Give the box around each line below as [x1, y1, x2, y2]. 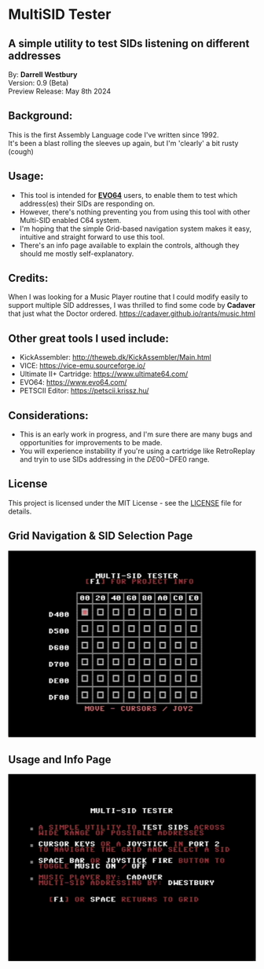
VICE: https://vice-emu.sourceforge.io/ [19, 361, 146, 371]
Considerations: [8, 408, 89, 422]
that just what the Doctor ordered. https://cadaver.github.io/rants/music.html [8, 309, 255, 319]
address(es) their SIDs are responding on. [19, 199, 156, 208]
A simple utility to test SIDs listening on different [8, 37, 250, 50]
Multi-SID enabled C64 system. [19, 215, 122, 225]
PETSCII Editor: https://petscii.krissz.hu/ [19, 386, 149, 396]
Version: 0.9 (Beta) [8, 79, 69, 87]
